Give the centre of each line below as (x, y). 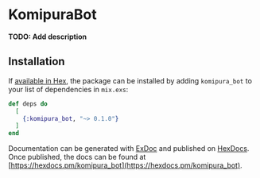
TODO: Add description (48, 37)
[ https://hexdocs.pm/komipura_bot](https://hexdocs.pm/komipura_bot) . (125, 165)
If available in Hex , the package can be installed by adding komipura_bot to (130, 80)
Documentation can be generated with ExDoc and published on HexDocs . (129, 149)
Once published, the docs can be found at (77, 157)
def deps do (28, 104)
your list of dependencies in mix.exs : (68, 89)
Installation (37, 62)
